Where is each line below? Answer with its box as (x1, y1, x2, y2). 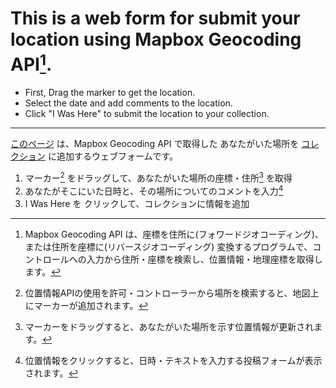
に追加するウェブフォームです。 (47, 150, 179, 162)
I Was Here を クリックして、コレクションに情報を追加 (24, 197, 250, 209)
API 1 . (10, 50, 53, 76)
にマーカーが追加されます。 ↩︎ (24, 299, 149, 311)
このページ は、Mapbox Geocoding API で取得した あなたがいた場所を (10, 138, 300, 150)
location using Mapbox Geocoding (10, 28, 302, 51)
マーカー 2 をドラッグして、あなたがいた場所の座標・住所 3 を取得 (24, 170, 293, 184)
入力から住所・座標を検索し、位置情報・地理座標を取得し (86, 253, 323, 265)
